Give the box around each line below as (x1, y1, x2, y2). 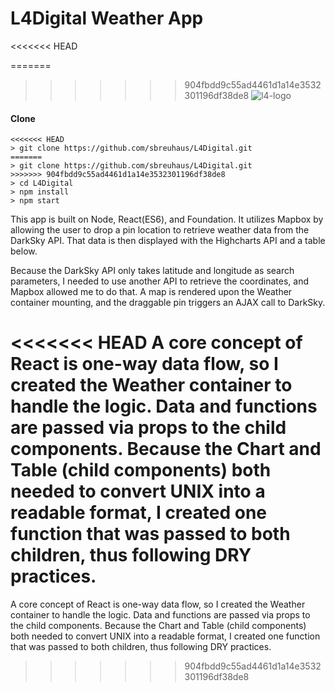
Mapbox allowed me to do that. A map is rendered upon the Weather (10, 286, 293, 298)
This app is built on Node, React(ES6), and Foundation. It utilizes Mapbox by (10, 213, 324, 226)
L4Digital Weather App (10, 7, 204, 30)
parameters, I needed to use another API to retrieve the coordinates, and (10, 275, 309, 287)
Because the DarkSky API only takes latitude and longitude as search (10, 265, 295, 277)
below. (10, 245, 38, 257)
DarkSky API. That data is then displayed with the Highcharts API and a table (10, 235, 326, 247)
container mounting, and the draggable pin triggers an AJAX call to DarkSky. (10, 297, 326, 309)
